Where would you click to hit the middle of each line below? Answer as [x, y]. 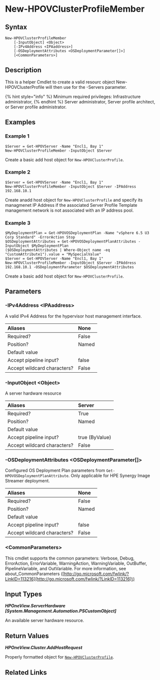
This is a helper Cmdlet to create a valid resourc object [60, 82]
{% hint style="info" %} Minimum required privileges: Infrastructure [73, 97]
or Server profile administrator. [36, 107]
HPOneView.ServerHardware [35, 606]
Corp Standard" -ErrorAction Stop [40, 238]
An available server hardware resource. [45, 620]
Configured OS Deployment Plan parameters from [55, 470]
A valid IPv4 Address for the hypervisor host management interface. [74, 316]
